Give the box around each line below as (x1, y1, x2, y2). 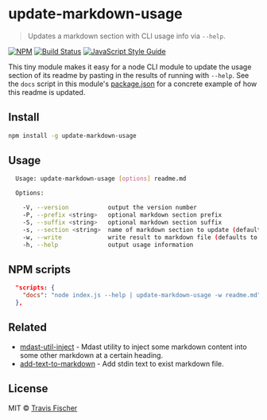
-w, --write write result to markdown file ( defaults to (22, 233, 258, 241)
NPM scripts (8, 262, 72, 276)
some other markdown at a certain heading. (19, 350, 164, 359)
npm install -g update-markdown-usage (8, 131, 137, 139)
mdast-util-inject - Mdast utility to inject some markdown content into (19, 342, 248, 351)
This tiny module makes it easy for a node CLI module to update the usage (8, 61, 252, 72)
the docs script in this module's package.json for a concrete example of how (8, 79, 257, 88)
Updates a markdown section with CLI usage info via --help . (27, 31, 226, 41)
